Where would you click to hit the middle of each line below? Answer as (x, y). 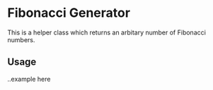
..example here (29, 79)
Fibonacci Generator (69, 13)
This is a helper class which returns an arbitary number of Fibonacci (107, 32)
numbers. (21, 39)
